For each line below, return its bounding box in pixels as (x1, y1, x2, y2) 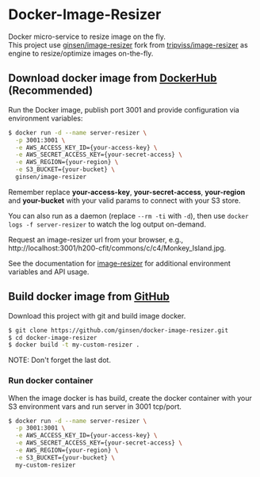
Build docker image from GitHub (8, 290, 170, 303)
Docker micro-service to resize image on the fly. (8, 32, 166, 41)
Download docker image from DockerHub (8, 71, 217, 85)
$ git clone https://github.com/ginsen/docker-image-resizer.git (8, 326, 228, 334)
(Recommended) (8, 84, 94, 97)
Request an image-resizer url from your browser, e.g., (8, 235, 184, 244)
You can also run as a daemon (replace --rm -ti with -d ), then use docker (8, 211, 249, 220)
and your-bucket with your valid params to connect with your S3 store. (8, 196, 241, 205)
